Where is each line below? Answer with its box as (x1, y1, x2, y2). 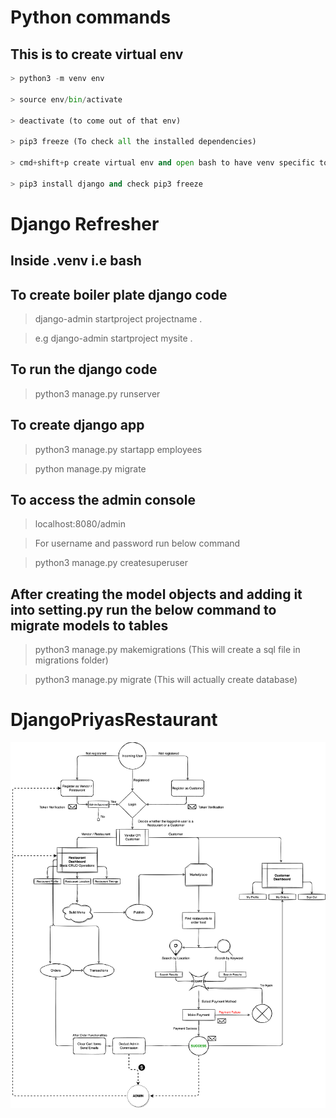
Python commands (10, 6, 172, 29)
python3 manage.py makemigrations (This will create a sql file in (34, 644, 301, 656)
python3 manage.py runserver (34, 387, 161, 400)
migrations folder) (34, 654, 109, 666)
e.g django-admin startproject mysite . (34, 332, 193, 345)
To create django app (10, 417, 145, 434)
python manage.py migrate (34, 462, 147, 475)
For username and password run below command (34, 537, 241, 550)
